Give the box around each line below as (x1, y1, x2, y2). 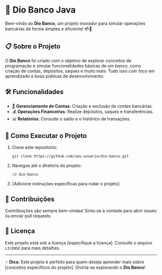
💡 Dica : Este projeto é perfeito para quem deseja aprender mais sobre (5, 259, 144, 265)
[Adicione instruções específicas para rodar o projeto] (12, 181, 120, 187)
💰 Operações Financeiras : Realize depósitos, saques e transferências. (12, 109, 154, 114)
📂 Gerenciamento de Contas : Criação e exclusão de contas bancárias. (12, 103, 153, 109)
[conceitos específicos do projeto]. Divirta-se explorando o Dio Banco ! (5, 264, 146, 270)
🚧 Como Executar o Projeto (5, 131, 87, 140)
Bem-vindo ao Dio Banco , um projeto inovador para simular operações (5, 20, 146, 26)
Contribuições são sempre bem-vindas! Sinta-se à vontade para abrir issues (5, 208, 157, 213)
